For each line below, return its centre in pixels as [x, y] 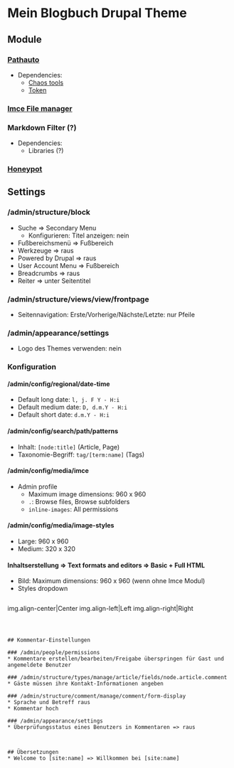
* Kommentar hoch [33, 709]
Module [25, 39]
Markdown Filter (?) [42, 127]
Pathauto [23, 60]
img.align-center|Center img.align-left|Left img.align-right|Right [100, 609]
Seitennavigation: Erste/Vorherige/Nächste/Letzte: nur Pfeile [106, 315]
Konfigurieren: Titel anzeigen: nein [79, 235]
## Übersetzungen [33, 752]
